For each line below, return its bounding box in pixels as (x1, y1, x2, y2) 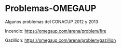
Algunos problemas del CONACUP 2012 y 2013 (5, 19, 98, 24)
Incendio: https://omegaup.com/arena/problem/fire (5, 28, 107, 34)
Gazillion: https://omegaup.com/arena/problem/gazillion (5, 37, 116, 43)
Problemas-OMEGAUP (5, 3, 96, 14)
